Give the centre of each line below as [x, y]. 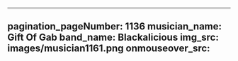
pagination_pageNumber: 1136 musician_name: [114, 26]
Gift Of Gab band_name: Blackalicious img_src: [113, 38]
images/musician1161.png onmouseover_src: [109, 49]
